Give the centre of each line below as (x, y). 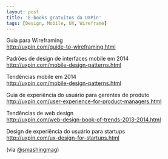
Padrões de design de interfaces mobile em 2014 (68, 59)
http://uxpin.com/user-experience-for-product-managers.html (84, 101)
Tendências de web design (40, 113)
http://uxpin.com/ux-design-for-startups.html (63, 138)
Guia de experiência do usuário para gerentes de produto (78, 95)
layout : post (23, 12)
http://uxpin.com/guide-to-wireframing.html (61, 47)
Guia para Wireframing (35, 41)
